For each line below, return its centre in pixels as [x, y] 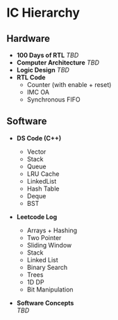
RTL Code [31, 77]
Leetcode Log [37, 216]
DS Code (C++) [39, 138]
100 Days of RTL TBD [48, 55]
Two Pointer [44, 237]
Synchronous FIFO [53, 99]
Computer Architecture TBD [58, 63]
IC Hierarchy [43, 13]
